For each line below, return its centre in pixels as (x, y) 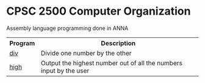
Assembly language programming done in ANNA (67, 28)
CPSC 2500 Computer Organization (99, 11)
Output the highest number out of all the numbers (112, 63)
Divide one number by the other (86, 53)
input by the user (65, 70)
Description (118, 43)
